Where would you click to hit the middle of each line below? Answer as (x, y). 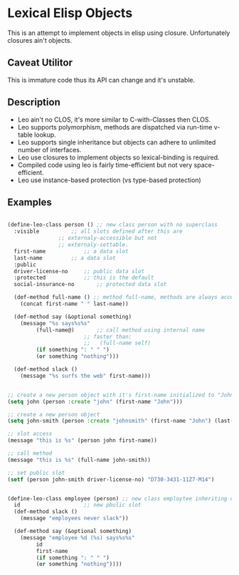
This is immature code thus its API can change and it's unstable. (101, 80)
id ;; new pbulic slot (78, 505)
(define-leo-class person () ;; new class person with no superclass (113, 225)
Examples (30, 202)
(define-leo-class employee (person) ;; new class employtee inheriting (117, 498)
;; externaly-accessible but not (108, 238)
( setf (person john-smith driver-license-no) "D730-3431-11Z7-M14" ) (111, 479)
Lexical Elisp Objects (70, 13)
